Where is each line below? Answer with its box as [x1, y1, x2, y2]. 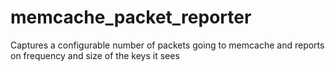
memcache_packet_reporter [10, 6, 252, 29]
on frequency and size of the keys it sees [10, 49, 180, 61]
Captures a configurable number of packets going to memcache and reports [10, 39, 325, 51]
